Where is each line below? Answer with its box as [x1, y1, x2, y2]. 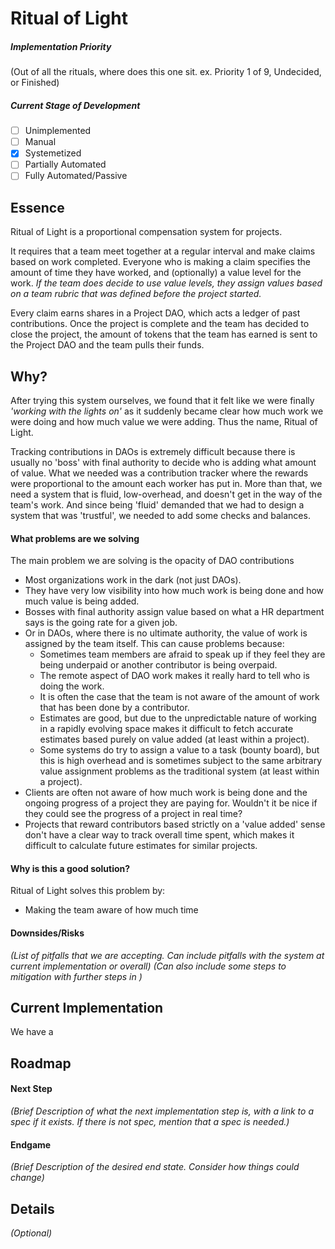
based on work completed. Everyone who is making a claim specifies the [10, 256, 311, 268]
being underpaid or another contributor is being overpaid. [39, 659, 278, 671]
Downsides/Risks [10, 927, 85, 939]
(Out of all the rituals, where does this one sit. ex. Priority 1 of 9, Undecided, [10, 66, 322, 78]
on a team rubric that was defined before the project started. [10, 288, 262, 300]
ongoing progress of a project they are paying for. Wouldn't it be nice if [24, 797, 318, 809]
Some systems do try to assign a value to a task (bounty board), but [39, 744, 320, 756]
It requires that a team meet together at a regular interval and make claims [10, 245, 316, 257]
